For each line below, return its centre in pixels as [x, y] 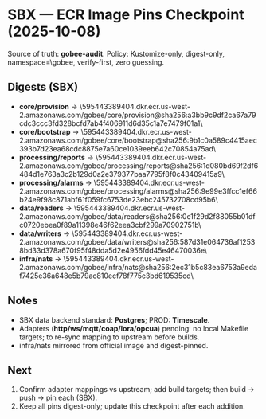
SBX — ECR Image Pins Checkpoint [126, 15]
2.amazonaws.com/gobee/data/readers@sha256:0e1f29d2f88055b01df [137, 216]
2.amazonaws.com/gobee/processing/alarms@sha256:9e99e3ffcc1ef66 [138, 191]
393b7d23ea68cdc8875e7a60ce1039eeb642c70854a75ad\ [117, 148]
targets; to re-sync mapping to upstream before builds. [109, 337]
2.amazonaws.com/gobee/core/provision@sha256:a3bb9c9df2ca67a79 [137, 115]
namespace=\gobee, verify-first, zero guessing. [86, 62]
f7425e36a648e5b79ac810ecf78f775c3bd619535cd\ [106, 276]
